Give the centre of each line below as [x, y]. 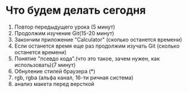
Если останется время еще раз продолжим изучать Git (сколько [97, 46]
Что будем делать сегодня [76, 10]
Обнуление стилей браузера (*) [55, 71]
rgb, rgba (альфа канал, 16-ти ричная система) [74, 77]
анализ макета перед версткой [54, 83]
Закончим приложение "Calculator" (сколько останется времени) [98, 39]
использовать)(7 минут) [45, 65]
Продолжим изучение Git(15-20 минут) [64, 33]
